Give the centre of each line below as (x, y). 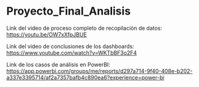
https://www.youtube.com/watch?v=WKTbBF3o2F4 (72, 52)
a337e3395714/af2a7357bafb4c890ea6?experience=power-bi (85, 77)
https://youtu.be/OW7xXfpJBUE (47, 34)
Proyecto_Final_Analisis (69, 11)
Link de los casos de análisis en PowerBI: (58, 64)
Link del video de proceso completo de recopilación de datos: (84, 28)
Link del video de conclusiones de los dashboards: (70, 46)
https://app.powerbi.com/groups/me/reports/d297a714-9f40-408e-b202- (99, 71)
